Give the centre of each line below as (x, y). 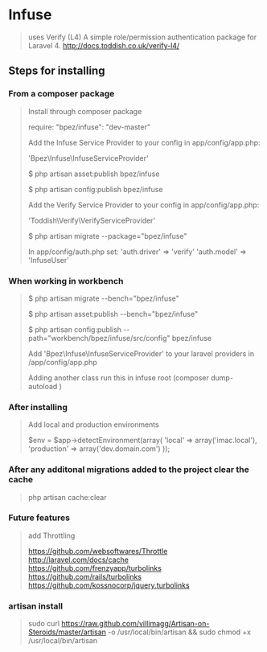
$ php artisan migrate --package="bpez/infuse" (107, 236)
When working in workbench (66, 281)
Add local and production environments (93, 424)
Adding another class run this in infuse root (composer (118, 377)
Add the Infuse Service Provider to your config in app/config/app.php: (144, 142)
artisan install (35, 606)
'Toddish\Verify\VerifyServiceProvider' (92, 220)
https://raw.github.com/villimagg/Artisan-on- (136, 624)
